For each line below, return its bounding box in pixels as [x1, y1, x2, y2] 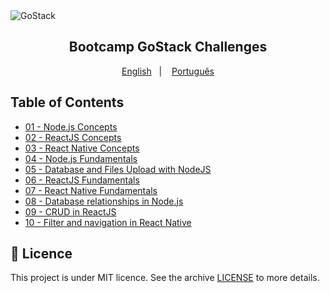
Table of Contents [10, 94, 125, 111]
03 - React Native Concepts [24, 142, 140, 154]
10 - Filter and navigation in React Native [24, 216, 192, 228]
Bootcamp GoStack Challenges [68, 39, 268, 56]
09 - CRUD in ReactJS [24, 205, 117, 218]
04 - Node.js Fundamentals [24, 152, 138, 164]
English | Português [121, 65, 215, 77]
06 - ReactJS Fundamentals [24, 174, 140, 186]
